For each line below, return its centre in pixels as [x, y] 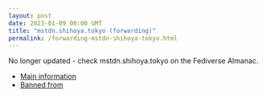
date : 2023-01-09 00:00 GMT [55, 23]
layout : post [30, 16]
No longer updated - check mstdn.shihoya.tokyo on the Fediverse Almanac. [133, 61]
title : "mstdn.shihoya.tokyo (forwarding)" [82, 30]
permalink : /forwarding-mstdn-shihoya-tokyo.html [93, 38]
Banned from [41, 85]
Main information [48, 76]
